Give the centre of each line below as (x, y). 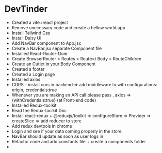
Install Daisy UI (26, 38)
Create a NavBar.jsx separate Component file (57, 48)
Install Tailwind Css (31, 33)
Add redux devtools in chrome (42, 126)
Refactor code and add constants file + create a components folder (79, 141)
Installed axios (26, 79)
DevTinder (26, 9)
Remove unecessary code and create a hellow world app (68, 27)
